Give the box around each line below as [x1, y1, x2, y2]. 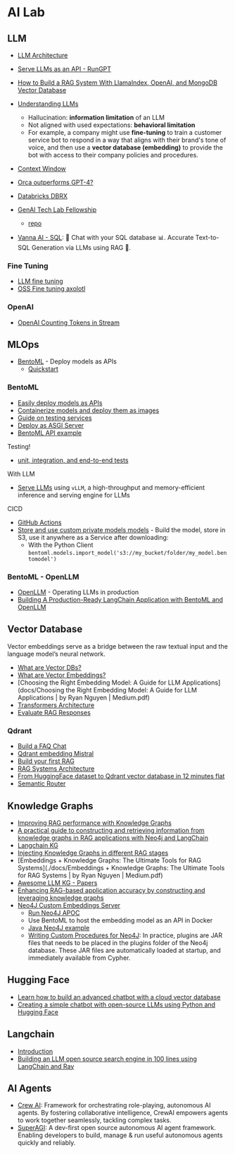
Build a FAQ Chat [17, 742, 67, 750]
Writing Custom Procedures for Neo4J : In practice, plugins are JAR [27, 931, 223, 939]
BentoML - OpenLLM [7, 572, 80, 582]
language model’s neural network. [7, 649, 106, 658]
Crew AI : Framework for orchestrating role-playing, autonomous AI [17, 1101, 211, 1110]
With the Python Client [27, 541, 94, 549]
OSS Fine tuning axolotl [17, 284, 86, 293]
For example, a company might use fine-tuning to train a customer [27, 128, 222, 136]
